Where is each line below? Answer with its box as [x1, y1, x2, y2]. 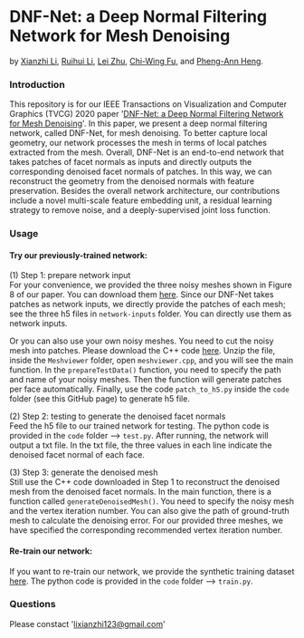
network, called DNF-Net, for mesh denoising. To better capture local [9, 128, 268, 139]
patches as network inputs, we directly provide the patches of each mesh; [9, 299, 287, 310]
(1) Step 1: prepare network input [9, 270, 131, 281]
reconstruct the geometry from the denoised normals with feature [9, 176, 255, 187]
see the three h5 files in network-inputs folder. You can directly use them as [9, 308, 292, 319]
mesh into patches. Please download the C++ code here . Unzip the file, [9, 345, 276, 356]
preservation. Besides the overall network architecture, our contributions [9, 186, 280, 197]
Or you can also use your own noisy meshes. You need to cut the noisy [9, 335, 274, 346]
